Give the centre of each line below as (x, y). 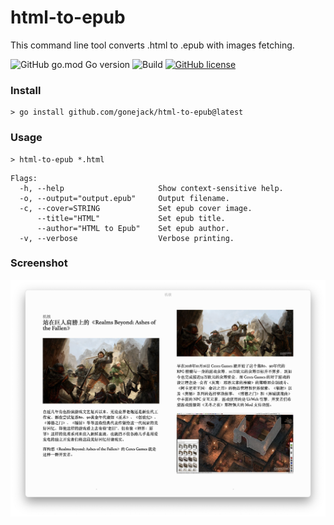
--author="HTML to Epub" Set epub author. (133, 228)
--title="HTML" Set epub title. (131, 218)
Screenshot (39, 263)
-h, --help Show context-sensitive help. (151, 188)
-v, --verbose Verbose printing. (127, 238)
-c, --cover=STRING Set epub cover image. (136, 208)
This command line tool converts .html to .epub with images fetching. (152, 45)
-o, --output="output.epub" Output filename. (124, 198)
